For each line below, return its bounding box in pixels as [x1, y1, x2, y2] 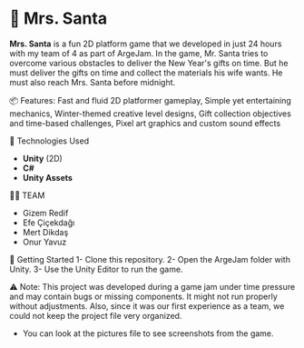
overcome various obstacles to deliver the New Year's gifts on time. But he [9, 57, 289, 68]
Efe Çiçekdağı [22, 217, 75, 228]
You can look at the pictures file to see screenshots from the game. [22, 327, 274, 339]
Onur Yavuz [22, 236, 67, 247]
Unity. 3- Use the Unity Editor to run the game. [9, 263, 183, 274]
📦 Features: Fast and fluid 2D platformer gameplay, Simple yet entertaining [9, 94, 292, 105]
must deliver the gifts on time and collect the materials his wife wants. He [9, 67, 283, 78]
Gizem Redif [22, 207, 69, 218]
